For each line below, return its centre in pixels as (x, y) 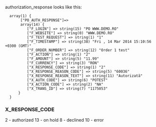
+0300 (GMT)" (18, 46)
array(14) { (32, 24)
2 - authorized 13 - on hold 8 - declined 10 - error (54, 120)
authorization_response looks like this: (43, 7)
